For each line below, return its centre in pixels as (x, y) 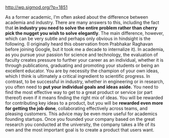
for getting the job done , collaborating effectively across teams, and (76, 108)
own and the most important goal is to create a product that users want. (80, 130)
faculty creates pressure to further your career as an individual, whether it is (84, 60)
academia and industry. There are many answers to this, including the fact (82, 22)
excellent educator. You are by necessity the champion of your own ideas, (82, 71)
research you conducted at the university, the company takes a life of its (80, 124)
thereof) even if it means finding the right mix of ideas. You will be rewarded (84, 98)
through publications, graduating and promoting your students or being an (82, 65)
